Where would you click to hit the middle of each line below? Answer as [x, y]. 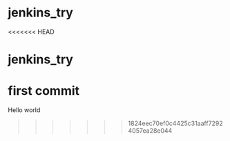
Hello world [24, 110]
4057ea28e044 [150, 131]
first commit [44, 91]
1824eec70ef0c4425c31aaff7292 [175, 123]
